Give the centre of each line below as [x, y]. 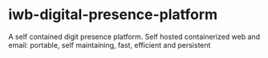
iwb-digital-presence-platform [113, 15]
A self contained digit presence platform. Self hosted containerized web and [134, 37]
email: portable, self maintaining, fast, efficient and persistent [110, 44]
